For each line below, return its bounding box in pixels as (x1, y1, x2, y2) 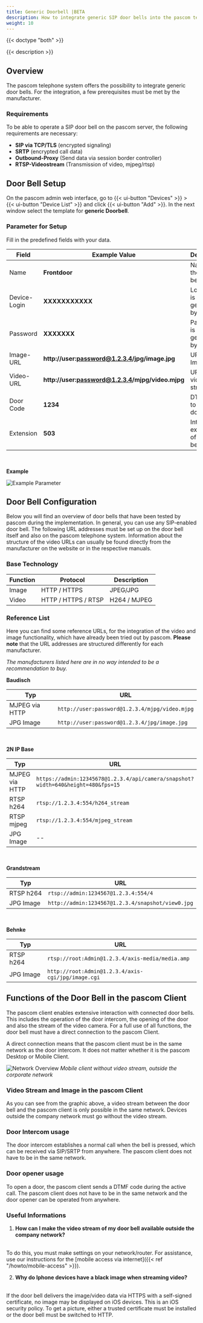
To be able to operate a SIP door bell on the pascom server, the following (6, 123, 188, 130)
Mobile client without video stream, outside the (60, 1064, 177, 1072)
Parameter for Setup (6, 222, 68, 231)
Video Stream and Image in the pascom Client (6, 1086, 143, 1094)
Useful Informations (6, 1211, 66, 1219)
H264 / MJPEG (109, 596, 153, 604)
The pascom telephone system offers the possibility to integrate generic (6, 82, 186, 89)
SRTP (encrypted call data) (14, 148, 83, 155)
